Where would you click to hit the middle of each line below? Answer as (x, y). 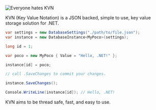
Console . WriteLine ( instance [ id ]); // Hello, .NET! (60, 92)
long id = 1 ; (19, 46)
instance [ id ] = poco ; (28, 65)
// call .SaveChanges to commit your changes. (56, 74)
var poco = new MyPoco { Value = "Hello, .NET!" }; (61, 56)
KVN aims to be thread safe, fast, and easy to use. (58, 102)
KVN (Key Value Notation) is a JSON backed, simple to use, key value (78, 18)
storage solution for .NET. (32, 23)
